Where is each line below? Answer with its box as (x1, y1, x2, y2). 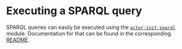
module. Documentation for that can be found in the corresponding (6, 30, 171, 37)
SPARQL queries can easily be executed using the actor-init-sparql (6, 24, 176, 31)
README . (6, 36, 30, 43)
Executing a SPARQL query (6, 4, 142, 18)
